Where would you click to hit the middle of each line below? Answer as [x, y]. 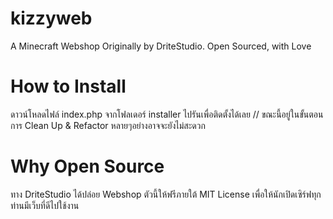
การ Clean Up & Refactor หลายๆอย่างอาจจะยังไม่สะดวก [108, 125]
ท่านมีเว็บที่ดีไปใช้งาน [45, 205]
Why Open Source [87, 166]
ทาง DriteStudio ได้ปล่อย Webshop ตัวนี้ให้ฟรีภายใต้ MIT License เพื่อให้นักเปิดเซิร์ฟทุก [166, 194]
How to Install [68, 86]
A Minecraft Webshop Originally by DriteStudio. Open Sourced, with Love [161, 46]
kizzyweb [51, 18]
